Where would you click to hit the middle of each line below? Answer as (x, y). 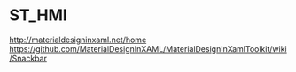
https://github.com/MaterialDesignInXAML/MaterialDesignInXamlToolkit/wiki (148, 48)
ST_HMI (39, 15)
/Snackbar (28, 58)
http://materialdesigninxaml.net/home (78, 40)
